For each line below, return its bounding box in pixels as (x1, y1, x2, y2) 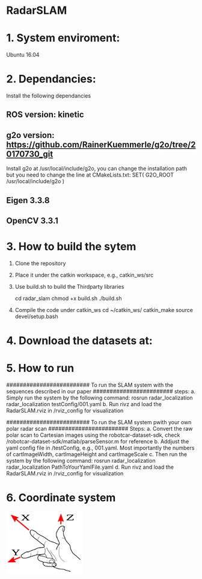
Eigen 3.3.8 (6, 195, 50, 205)
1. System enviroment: (6, 31, 120, 45)
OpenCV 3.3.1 (6, 216, 59, 226)
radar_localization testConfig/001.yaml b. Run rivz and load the (6, 401, 162, 408)
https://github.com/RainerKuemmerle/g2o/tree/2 (6, 139, 196, 149)
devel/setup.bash (14, 313, 58, 320)
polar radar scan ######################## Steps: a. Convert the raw (6, 425, 193, 433)
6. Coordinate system (6, 491, 116, 505)
